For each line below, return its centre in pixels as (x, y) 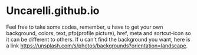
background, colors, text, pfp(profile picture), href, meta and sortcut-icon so (98, 33)
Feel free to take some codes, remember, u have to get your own (85, 27)
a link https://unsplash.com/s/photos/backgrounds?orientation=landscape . (97, 46)
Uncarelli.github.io (53, 11)
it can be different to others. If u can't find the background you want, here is (98, 39)
